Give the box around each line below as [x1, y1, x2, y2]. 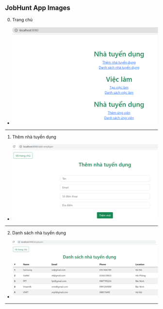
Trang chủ [12, 16, 33, 22]
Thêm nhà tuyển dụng [12, 134, 57, 140]
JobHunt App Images [5, 4, 70, 12]
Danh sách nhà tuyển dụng [12, 230, 66, 235]
